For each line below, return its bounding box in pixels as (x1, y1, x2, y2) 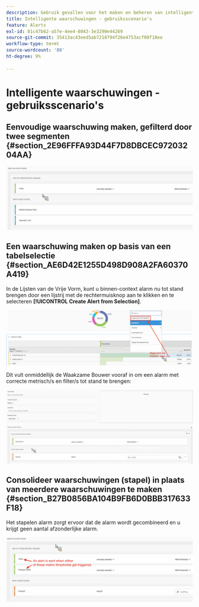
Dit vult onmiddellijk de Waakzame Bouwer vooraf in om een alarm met (6, 371, 179, 378)
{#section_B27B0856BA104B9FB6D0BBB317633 (6, 494, 191, 504)
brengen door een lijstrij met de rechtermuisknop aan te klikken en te (6, 291, 175, 298)
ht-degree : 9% (6, 53, 41, 59)
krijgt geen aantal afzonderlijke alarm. (6, 525, 98, 532)
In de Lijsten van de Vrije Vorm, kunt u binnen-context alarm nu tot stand (6, 285, 184, 292)
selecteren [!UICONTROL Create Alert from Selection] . (6, 297, 142, 305)
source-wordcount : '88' (6, 47, 65, 53)
